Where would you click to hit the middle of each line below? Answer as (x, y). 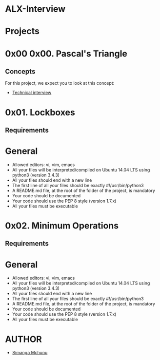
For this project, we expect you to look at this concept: (60, 83)
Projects (22, 31)
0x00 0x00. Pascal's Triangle (66, 53)
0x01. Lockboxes (40, 112)
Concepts (20, 71)
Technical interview (32, 93)
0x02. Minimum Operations (62, 226)
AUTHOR (24, 339)
